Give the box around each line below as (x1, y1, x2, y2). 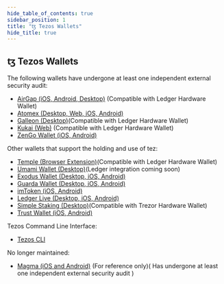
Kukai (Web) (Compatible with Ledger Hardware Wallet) (16, 124, 174, 132)
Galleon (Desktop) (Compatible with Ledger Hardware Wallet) (16, 117, 189, 125)
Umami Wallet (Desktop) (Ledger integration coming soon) (16, 165, 180, 174)
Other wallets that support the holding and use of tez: (7, 145, 158, 153)
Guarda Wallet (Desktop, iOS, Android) (16, 180, 126, 188)
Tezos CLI (16, 235, 46, 244)
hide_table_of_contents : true (7, 10, 94, 17)
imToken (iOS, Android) (16, 187, 83, 196)
